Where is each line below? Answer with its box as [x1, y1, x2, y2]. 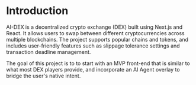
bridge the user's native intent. [6, 72, 81, 79]
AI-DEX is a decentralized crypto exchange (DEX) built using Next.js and [6, 23, 182, 30]
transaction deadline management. [6, 48, 91, 55]
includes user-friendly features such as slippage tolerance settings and [6, 42, 180, 49]
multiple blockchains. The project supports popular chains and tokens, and [6, 36, 188, 43]
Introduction [6, 4, 69, 18]
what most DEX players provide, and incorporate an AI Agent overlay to [6, 66, 180, 73]
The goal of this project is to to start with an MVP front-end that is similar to [6, 60, 191, 67]
